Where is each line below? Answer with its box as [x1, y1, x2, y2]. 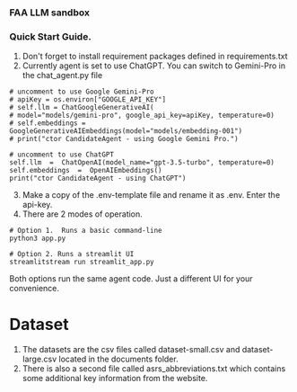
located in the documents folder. [58, 353, 179, 365]
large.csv [22, 353, 57, 365]
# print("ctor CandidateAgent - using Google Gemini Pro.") [9, 135, 240, 144]
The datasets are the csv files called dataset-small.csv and [22, 344, 240, 355]
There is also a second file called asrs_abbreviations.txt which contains [22, 363, 286, 374]
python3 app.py [9, 234, 66, 244]
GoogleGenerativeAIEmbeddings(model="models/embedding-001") [9, 127, 243, 136]
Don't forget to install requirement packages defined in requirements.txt [22, 51, 288, 62]
